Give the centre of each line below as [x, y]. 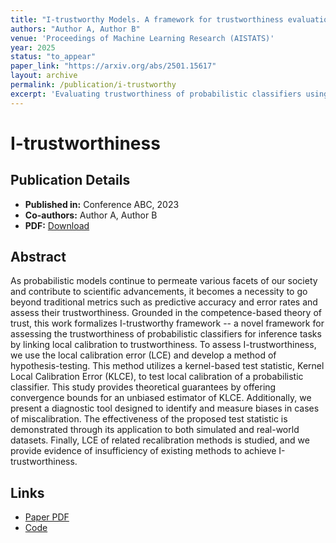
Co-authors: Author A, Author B [91, 215]
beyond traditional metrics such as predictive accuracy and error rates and [164, 302]
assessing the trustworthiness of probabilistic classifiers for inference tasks [166, 334]
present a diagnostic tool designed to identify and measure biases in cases [165, 408]
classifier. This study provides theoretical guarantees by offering [143, 387]
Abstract [38, 257]
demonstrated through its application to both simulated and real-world [155, 430]
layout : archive [44, 76]
